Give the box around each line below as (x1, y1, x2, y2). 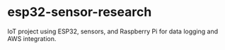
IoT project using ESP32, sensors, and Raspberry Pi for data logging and (7, 27, 218, 35)
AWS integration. (7, 34, 57, 42)
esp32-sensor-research (7, 4, 152, 20)
